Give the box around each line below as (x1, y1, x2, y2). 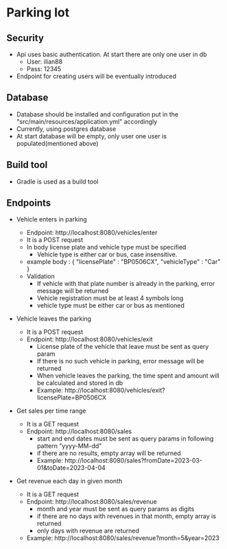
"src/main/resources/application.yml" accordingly (16, 117, 158, 125)
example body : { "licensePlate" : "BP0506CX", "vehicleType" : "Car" (26, 258, 221, 266)
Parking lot (6, 5, 70, 21)
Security (6, 32, 44, 44)
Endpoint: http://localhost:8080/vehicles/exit (26, 335, 153, 343)
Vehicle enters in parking (16, 215, 87, 223)
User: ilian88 (26, 58, 63, 66)
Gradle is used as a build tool (16, 177, 99, 186)
